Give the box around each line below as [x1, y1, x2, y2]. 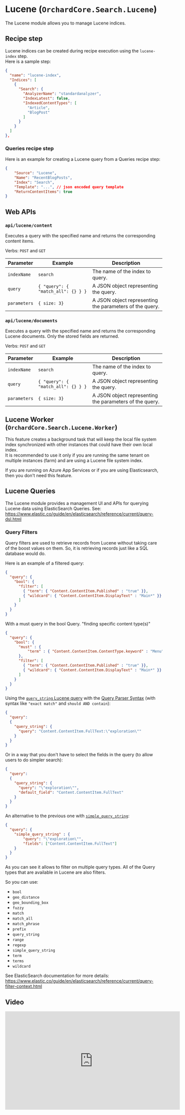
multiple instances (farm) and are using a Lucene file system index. [5, 458, 143, 464]
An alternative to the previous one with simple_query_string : [5, 813, 130, 819]
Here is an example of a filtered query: [5, 560, 84, 566]
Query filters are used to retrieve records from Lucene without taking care [5, 540, 157, 546]
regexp [12, 943, 26, 948]
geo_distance [12, 895, 40, 900]
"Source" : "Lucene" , [14, 171, 57, 176]
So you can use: [5, 879, 38, 885]
